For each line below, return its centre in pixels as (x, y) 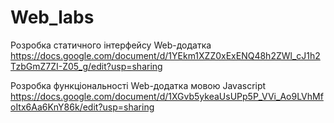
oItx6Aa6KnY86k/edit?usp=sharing (82, 107)
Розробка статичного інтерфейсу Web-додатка (111, 45)
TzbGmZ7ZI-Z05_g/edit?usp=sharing (86, 66)
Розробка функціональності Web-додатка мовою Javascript (138, 85)
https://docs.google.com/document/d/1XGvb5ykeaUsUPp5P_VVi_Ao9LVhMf (167, 96)
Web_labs (52, 17)
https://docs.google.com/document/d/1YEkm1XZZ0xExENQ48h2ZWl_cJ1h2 (165, 55)
